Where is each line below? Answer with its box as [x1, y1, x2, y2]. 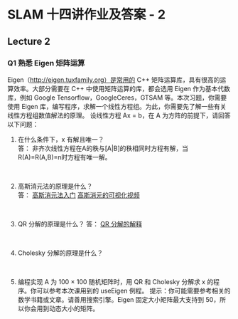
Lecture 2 [7, 35, 51, 47]
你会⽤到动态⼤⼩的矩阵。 [23, 304, 99, 313]
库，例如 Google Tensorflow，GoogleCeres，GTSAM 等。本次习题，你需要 [7, 93, 227, 102]
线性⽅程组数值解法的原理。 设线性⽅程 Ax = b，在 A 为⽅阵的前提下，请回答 [7, 111, 231, 120]
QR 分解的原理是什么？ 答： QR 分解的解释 [17, 219, 142, 228]
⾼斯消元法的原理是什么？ [17, 182, 93, 190]
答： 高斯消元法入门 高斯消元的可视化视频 [17, 190, 140, 199]
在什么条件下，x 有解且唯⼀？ [17, 135, 104, 143]
